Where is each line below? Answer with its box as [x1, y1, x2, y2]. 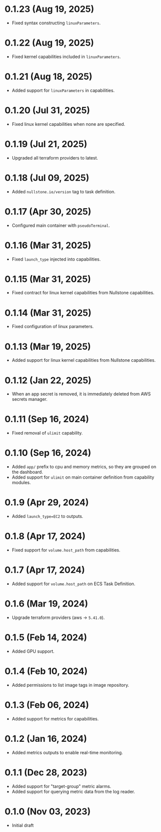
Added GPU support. [11, 648, 55, 654]
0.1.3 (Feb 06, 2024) [4, 699, 90, 711]
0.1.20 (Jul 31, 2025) [4, 105, 90, 116]
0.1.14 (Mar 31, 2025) [4, 307, 92, 318]
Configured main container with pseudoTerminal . [11, 222, 110, 228]
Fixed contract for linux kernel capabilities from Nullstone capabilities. [11, 290, 155, 296]
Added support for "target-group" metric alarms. [11, 783, 111, 789]
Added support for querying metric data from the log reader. [11, 788, 135, 794]
